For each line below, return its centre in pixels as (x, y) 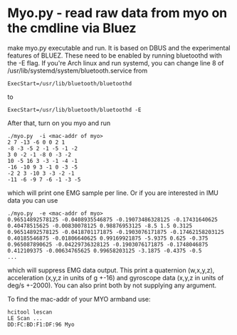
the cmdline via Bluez (72, 28)
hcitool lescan (30, 312)
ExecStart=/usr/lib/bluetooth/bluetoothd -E (74, 110)
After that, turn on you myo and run (59, 123)
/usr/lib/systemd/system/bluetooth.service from (78, 70)
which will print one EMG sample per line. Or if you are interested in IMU (113, 193)
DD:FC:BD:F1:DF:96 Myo (41, 324)
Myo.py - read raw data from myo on (117, 13)
